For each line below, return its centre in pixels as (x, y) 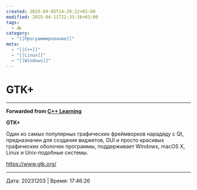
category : (18, 33)
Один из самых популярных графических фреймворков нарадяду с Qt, (95, 134)
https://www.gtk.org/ (31, 164)
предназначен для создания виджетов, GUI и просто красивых (85, 140)
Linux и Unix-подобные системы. (47, 152)
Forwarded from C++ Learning (44, 111)
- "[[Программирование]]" (43, 39)
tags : (13, 22)
